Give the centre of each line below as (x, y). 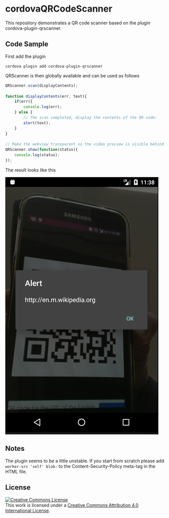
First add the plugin (26, 56)
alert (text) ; (37, 123)
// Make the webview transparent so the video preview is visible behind (85, 144)
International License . (28, 510)
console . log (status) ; (37, 155)
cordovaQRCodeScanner (59, 9)
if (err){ (24, 102)
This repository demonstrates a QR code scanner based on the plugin (78, 23)
